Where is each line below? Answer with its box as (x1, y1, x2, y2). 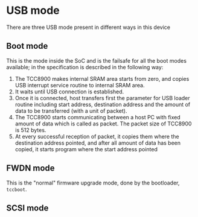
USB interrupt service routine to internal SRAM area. (14, 81, 145, 89)
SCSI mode (6, 203, 49, 213)
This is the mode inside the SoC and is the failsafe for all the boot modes (6, 57, 187, 64)
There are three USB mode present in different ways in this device (6, 24, 171, 31)
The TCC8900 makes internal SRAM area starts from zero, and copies (14, 75, 190, 82)
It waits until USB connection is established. (14, 88, 124, 95)
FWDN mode (6, 163, 56, 174)
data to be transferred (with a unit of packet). (14, 107, 127, 115)
